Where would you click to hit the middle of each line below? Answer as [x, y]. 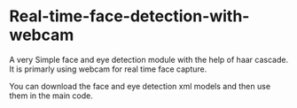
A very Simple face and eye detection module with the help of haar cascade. [149, 59]
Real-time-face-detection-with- [129, 16]
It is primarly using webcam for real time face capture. [108, 69]
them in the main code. [51, 96]
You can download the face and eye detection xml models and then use [140, 86]
